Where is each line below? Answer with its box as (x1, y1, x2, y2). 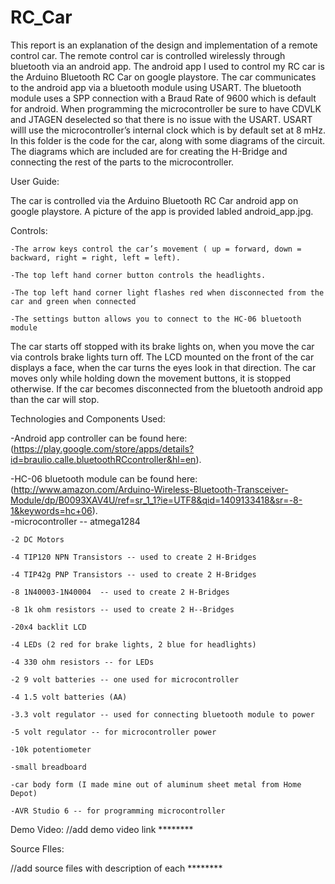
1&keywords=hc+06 (10, 504, 93, 516)
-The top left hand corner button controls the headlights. (10, 270, 267, 280)
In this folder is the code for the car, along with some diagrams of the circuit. (10, 134, 326, 146)
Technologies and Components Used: (10, 412, 166, 425)
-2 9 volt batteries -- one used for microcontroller (10, 674, 240, 685)
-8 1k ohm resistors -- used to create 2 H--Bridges (10, 604, 235, 615)
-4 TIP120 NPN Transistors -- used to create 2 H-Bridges (10, 552, 257, 562)
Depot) (10, 788, 38, 798)
